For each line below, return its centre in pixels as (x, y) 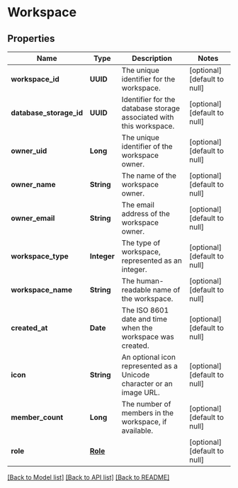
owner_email (33, 218)
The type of (141, 243)
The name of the (149, 176)
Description (152, 58)
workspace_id (35, 79)
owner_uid (29, 151)
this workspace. (148, 126)
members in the (147, 413)
